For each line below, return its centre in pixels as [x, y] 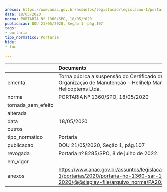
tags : [11, 28]
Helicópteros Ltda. [80, 89]
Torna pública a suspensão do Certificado [107, 76]
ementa [17, 82]
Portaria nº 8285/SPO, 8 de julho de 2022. [108, 153]
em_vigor [18, 161]
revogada [19, 153]
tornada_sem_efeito [31, 105]
